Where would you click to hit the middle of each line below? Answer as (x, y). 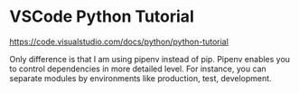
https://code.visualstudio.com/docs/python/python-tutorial (119, 42)
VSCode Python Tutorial (102, 17)
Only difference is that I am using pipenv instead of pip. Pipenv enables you (150, 59)
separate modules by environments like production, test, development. (141, 78)
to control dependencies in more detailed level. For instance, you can (138, 69)
